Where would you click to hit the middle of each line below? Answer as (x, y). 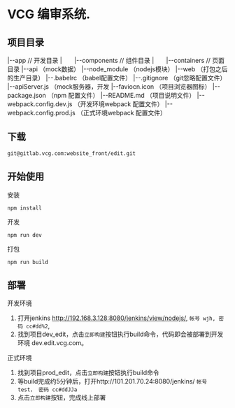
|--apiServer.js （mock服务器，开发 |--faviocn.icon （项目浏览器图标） (109, 87)
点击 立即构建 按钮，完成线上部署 (62, 398)
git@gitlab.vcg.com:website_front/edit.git (72, 153)
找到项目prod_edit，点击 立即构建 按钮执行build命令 (88, 373)
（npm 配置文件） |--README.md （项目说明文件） (122, 95)
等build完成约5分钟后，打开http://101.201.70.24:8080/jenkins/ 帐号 (112, 381)
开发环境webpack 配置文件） (122, 104)
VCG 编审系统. (49, 14)
